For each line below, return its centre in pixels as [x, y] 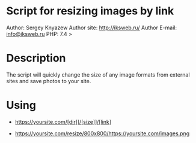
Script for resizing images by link [90, 11]
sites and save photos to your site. [49, 81]
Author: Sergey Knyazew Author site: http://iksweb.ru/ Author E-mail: [92, 28]
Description [36, 58]
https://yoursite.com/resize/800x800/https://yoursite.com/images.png [102, 133]
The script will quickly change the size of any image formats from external [98, 74]
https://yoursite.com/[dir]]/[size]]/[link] [63, 121]
